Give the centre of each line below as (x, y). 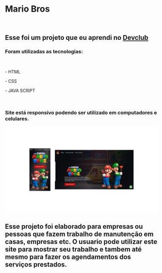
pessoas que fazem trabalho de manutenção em (79, 234)
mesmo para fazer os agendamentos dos (68, 257)
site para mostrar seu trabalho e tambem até (73, 249)
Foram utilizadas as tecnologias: (44, 52)
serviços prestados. (36, 264)
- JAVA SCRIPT (20, 91)
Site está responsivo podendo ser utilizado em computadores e (81, 112)
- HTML (13, 72)
